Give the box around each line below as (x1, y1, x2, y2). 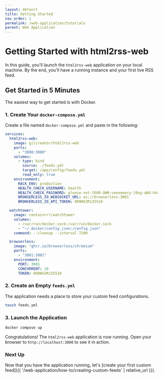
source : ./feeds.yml (22, 163, 64, 168)
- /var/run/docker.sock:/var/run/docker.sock (17, 221, 112, 226)
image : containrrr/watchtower (14, 213, 75, 218)
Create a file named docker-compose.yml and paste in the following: (5, 122, 139, 128)
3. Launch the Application (5, 314, 67, 321)
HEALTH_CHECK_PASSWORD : (17, 190, 66, 195)
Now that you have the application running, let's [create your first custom (5, 362, 151, 368)
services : (5, 132, 25, 137)
